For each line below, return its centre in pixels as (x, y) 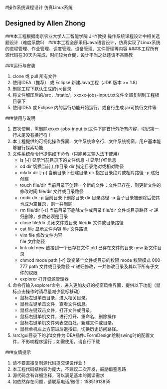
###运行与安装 (20, 65)
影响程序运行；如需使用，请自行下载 (63, 341)
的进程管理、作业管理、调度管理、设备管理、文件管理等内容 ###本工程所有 (82, 49)
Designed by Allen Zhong (45, 23)
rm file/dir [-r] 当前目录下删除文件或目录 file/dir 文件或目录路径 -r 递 (89, 210)
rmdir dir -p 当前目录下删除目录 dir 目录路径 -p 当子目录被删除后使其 (90, 197)
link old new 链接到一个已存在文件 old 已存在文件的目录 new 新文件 (88, 247)
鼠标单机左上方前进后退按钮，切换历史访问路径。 (70, 329)
